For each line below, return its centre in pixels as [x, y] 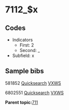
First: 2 [27, 45]
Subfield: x [23, 55]
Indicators [22, 40]
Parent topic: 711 [22, 102]
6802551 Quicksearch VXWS [34, 93]
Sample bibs [25, 71]
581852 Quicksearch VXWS [33, 83]
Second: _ [30, 50]
